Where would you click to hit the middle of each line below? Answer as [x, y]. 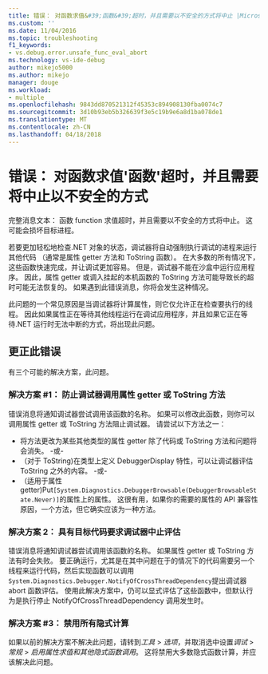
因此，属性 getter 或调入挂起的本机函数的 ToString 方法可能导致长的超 [139, 277]
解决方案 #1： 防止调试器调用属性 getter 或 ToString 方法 [117, 394]
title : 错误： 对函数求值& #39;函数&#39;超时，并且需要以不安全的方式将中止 [120, 16]
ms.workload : [30, 90]
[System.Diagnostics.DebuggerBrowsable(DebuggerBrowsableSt [155, 490]
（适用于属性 [41, 481]
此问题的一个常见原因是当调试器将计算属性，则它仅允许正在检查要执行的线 [130, 303]
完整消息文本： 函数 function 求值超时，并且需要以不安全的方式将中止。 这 [131, 220]
